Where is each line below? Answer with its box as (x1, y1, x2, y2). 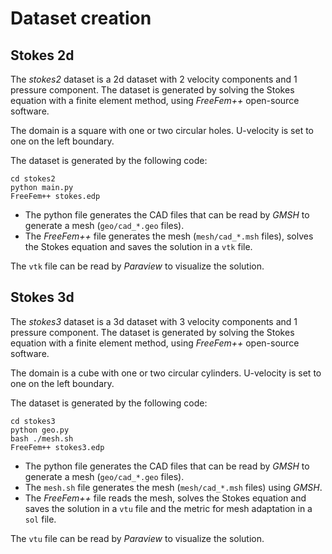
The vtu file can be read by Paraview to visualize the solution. (10, 532, 265, 544)
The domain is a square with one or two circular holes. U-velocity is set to (10, 125, 315, 136)
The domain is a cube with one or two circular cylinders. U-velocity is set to (10, 367, 322, 379)
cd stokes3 (10, 416, 56, 426)
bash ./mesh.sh (10, 433, 74, 444)
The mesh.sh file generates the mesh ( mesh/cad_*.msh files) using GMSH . (24, 481, 323, 493)
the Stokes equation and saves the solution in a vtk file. (24, 241, 253, 252)
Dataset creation (10, 7, 152, 30)
